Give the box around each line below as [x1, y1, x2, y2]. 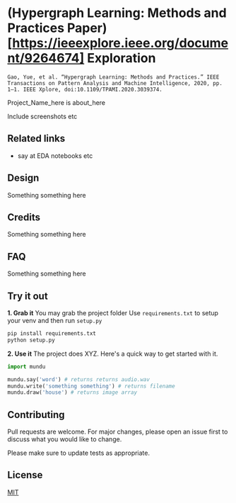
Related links [7, 132, 66, 145]
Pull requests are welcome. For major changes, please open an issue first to [7, 427, 228, 436]
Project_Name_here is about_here [7, 98, 106, 107]
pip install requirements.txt [7, 330, 97, 337]
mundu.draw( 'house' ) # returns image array [7, 389, 138, 396]
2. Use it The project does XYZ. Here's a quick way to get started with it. [7, 349, 218, 358]
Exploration [87, 50, 156, 67]
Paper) [66, 20, 107, 36]
